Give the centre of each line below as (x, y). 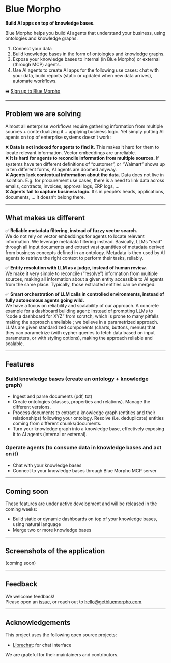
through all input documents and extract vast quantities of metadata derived (85, 247)
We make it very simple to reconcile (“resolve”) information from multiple (81, 273)
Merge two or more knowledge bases (52, 530)
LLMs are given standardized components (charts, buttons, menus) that (80, 327)
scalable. (15, 344)
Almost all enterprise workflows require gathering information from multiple (84, 126)
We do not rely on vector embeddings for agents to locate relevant (75, 236)
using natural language (37, 524)
